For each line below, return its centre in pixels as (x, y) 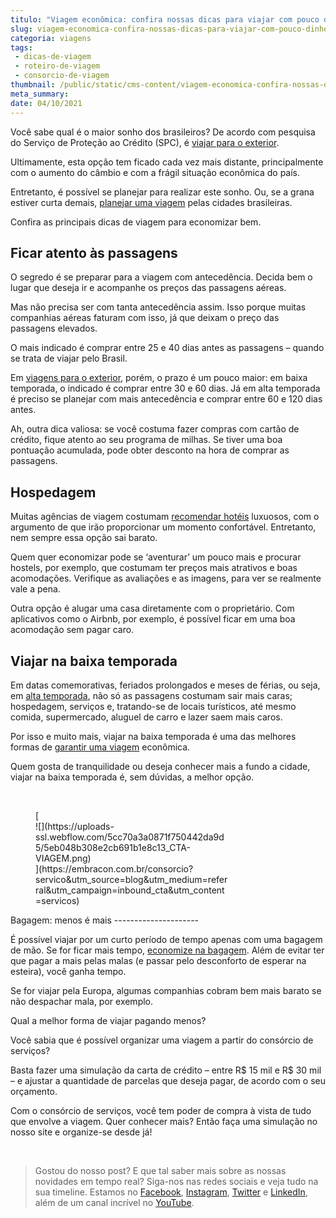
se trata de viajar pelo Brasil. (69, 358)
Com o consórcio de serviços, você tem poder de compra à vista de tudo (161, 1110)
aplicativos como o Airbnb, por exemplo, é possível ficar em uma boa (153, 619)
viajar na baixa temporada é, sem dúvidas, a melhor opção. (132, 777)
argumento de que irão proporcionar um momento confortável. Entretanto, (163, 527)
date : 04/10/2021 (46, 103)
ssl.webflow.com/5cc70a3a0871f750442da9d (130, 837)
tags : (21, 47)
